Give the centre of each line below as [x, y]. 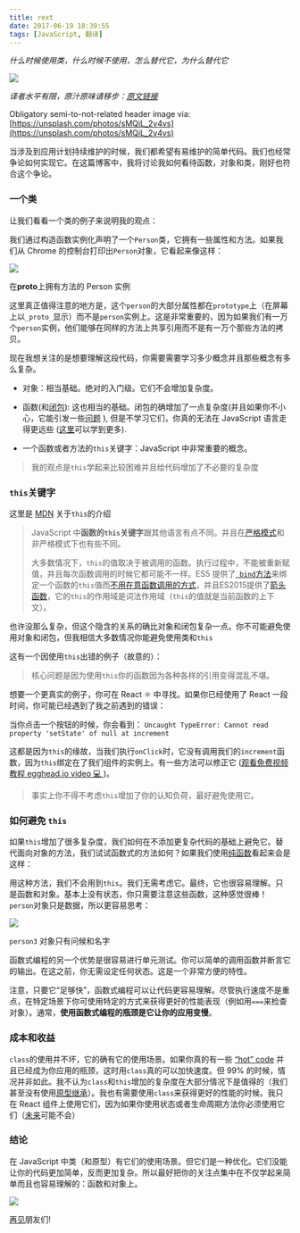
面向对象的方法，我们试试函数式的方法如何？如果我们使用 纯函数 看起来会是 [154, 853]
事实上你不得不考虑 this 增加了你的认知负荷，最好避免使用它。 [145, 795]
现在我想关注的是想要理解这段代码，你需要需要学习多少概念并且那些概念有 [146, 357]
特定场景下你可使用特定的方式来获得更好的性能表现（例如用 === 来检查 [160, 1002]
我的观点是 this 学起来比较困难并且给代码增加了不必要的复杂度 [145, 467]
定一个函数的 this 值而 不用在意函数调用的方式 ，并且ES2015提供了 [150, 585]
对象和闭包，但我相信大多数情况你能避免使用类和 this [115, 637]
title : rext [31, 17]
